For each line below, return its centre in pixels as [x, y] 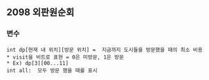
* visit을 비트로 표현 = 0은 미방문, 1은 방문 [65, 57]
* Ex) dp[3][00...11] [38, 63]
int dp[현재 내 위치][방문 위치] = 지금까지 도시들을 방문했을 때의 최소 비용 [104, 50]
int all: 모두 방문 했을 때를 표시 [52, 70]
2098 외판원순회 [40, 12]
